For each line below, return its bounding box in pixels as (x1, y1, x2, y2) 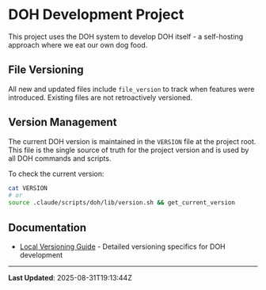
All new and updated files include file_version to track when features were (8, 84, 255, 93)
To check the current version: (8, 169, 104, 178)
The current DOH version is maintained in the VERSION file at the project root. (8, 136, 256, 146)
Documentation (8, 220, 87, 235)
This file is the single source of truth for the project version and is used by (8, 145, 249, 155)
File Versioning (8, 63, 85, 77)
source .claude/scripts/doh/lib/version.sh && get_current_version (8, 199, 236, 207)
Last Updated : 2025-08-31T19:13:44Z (8, 273, 132, 282)
